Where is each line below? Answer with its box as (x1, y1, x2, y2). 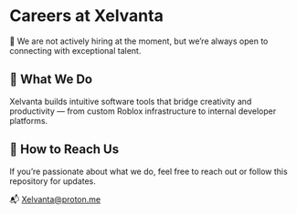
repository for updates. (9, 175, 96, 187)
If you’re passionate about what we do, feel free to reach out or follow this (9, 166, 288, 177)
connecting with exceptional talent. (9, 45, 142, 56)
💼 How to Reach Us (9, 142, 120, 158)
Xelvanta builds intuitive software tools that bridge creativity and (9, 96, 252, 107)
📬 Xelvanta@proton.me (9, 193, 101, 205)
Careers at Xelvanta (9, 5, 164, 26)
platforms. (9, 115, 48, 126)
